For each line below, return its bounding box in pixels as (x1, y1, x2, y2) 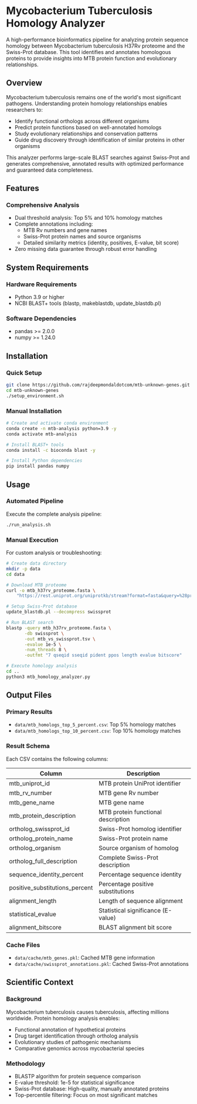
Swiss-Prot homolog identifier (98, 824, 182, 833)
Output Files (6, 690, 52, 700)
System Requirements (6, 263, 89, 273)
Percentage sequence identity (98, 870, 182, 878)
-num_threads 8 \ (24, 647, 67, 653)
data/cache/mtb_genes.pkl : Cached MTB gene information (14, 954, 155, 961)
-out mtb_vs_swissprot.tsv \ (24, 636, 96, 642)
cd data (6, 571, 25, 577)
